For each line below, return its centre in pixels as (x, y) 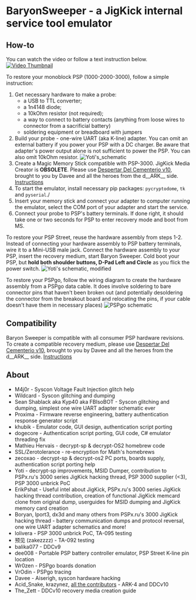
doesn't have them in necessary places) (54, 305)
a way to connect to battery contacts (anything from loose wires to (104, 120)
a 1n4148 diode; (42, 107)
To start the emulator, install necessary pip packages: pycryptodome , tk (100, 188)
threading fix (30, 439)
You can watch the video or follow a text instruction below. (77, 59)
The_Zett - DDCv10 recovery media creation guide (75, 591)
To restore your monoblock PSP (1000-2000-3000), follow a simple (87, 77)
